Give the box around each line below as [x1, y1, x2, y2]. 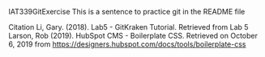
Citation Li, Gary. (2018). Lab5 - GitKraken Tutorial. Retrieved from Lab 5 [8, 22, 249, 31]
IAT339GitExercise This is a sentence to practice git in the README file [8, 7, 246, 16]
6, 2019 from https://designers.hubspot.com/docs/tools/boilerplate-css [8, 39, 246, 49]
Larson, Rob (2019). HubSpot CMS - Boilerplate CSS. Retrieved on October [8, 31, 258, 40]
